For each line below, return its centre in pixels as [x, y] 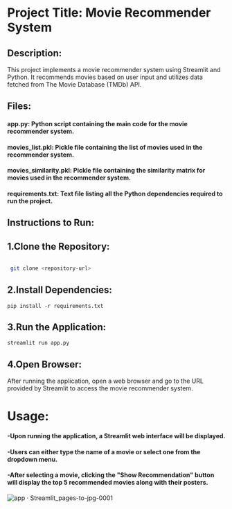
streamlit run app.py [38, 343]
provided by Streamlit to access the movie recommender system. [100, 388]
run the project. [30, 201]
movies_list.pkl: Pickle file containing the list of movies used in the [105, 147]
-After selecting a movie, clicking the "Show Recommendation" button [111, 475]
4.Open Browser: [44, 364]
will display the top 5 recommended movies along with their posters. [108, 483]
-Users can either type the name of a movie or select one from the [104, 451]
